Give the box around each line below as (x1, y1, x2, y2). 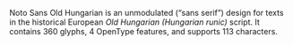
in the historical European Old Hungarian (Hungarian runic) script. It (9, 17, 260, 27)
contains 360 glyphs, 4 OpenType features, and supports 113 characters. (9, 26, 278, 36)
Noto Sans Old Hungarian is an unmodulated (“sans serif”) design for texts (9, 8, 284, 18)
